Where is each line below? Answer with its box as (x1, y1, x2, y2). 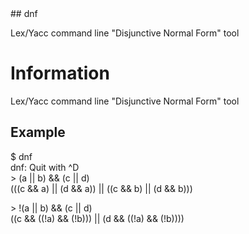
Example (10, 124, 66, 141)
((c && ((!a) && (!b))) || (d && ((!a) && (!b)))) (10, 212, 185, 224)
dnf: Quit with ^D (10, 161, 80, 173)
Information (10, 62, 110, 85)
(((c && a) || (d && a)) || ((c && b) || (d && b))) (10, 182, 193, 194)
